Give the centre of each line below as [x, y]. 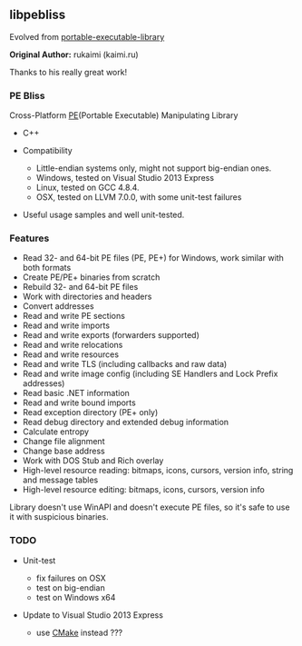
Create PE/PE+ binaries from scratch [91, 277]
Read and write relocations [73, 345]
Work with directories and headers [87, 297]
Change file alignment [63, 442]
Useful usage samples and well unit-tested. [103, 215]
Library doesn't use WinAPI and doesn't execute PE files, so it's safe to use [150, 507]
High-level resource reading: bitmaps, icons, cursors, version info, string [158, 471]
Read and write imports [66, 325]
